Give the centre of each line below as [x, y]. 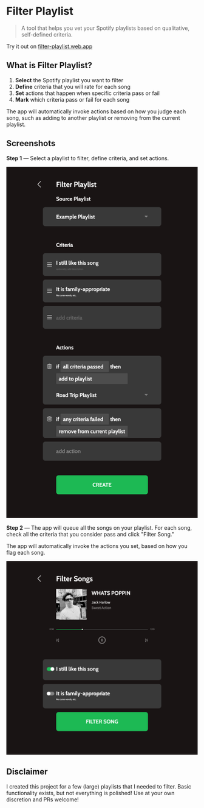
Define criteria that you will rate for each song [73, 86]
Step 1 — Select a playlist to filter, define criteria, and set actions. [88, 158]
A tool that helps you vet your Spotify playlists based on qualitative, [105, 28]
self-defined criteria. [47, 34]
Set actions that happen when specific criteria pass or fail [87, 93]
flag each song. [26, 552]
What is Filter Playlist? [49, 65]
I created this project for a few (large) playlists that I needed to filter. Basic [99, 786]
